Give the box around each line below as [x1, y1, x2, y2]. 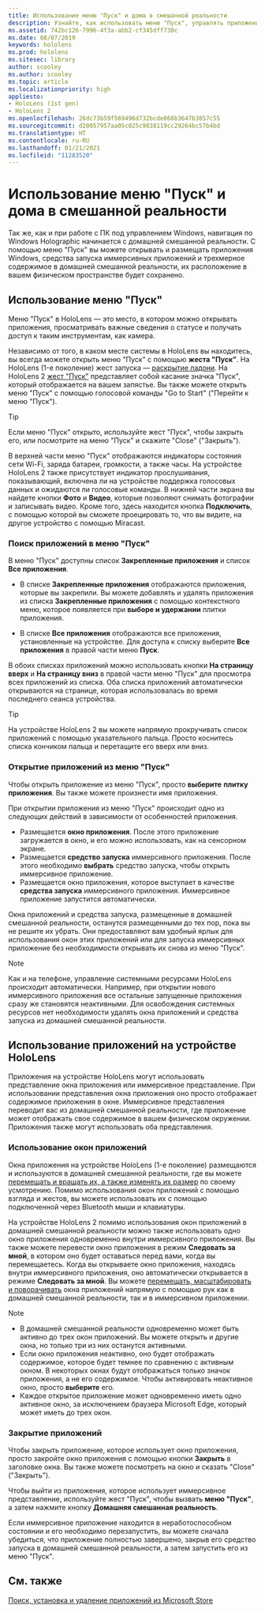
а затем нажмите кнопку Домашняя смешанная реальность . [8, 1503, 218, 1512]
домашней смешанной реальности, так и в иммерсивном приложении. [8, 1293, 250, 1302]
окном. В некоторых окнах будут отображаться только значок [19, 1366, 231, 1375]
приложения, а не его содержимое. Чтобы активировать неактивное [19, 1373, 253, 1384]
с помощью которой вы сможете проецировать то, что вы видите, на [8, 510, 242, 519]
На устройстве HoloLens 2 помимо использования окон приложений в [8, 1217, 247, 1226]
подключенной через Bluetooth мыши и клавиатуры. [8, 1202, 185, 1211]
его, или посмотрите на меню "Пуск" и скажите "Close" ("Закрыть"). [8, 436, 241, 445]
